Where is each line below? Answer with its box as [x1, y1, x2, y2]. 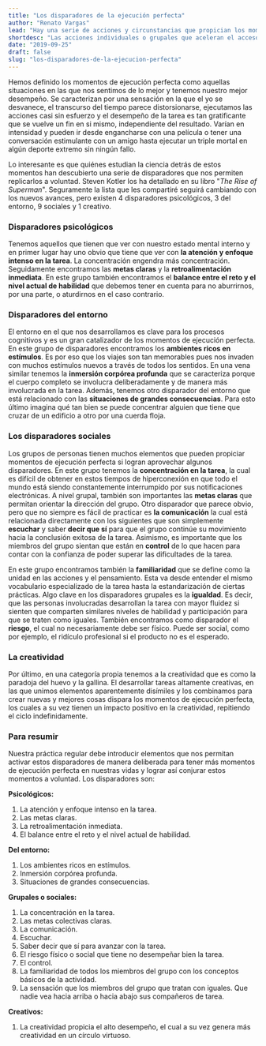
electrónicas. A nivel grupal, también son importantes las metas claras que [8, 490, 253, 500]
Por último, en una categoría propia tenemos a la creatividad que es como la [8, 669, 257, 679]
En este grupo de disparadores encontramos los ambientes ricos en [8, 344, 231, 354]
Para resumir [8, 731, 59, 742]
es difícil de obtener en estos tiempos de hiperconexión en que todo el [8, 474, 238, 483]
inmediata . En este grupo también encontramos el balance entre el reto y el [8, 273, 257, 283]
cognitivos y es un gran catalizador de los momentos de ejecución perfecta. [8, 336, 256, 345]
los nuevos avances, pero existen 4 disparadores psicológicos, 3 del [8, 193, 231, 202]
